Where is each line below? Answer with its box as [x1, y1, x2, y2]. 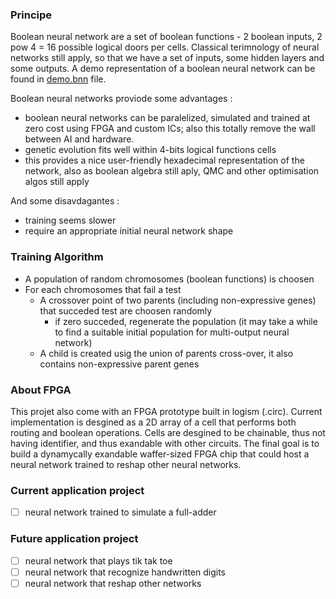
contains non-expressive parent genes [39, 358, 200, 370]
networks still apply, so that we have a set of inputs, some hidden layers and [10, 52, 325, 64]
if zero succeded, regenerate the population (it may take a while [54, 315, 318, 327]
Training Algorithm [10, 250, 104, 264]
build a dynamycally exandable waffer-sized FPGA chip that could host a [10, 448, 310, 460]
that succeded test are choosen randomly [39, 304, 213, 317]
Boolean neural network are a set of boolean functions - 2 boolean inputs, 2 [10, 31, 323, 43]
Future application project [10, 532, 139, 546]
